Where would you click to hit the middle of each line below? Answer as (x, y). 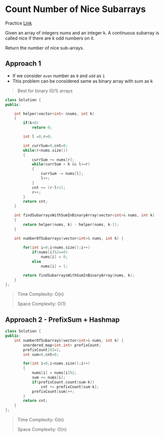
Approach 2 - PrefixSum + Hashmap (62, 319)
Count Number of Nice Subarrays (76, 9)
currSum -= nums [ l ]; (62, 174)
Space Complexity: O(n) (42, 429)
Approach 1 (23, 64)
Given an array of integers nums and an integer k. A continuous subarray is (82, 33)
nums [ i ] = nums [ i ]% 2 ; (54, 373)
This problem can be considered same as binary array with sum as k (82, 81)
